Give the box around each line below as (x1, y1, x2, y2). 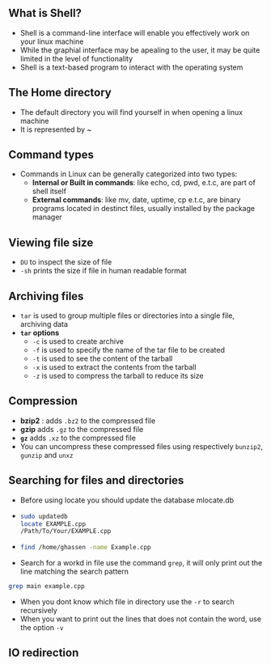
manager (32, 212, 62, 222)
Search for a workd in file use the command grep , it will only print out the (19, 558, 263, 568)
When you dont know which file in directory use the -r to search (19, 597, 235, 607)
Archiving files (8, 289, 84, 303)
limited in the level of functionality (19, 53, 133, 63)
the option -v (19, 623, 64, 633)
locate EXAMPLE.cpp (19, 519, 87, 528)
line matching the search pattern (19, 566, 129, 577)
